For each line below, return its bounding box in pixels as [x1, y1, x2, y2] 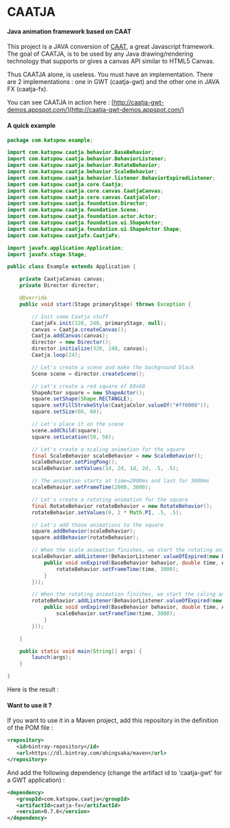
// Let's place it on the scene [31, 421, 125, 428]
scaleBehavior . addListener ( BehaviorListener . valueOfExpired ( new [31, 553, 219, 560]
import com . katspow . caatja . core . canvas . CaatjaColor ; [7, 194, 161, 201]
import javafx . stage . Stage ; [7, 251, 88, 258]
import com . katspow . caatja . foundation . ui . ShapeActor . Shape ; [7, 225, 183, 232]
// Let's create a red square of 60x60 [31, 383, 146, 390]
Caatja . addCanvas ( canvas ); [31, 333, 109, 339]
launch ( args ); [31, 654, 72, 661]
